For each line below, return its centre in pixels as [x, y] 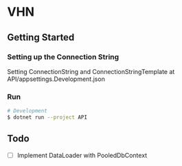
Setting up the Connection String [63, 57]
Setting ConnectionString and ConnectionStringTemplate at [91, 71]
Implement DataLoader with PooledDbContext [82, 155]
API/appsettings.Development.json [56, 79]
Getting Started [41, 37]
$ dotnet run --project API [47, 117]
